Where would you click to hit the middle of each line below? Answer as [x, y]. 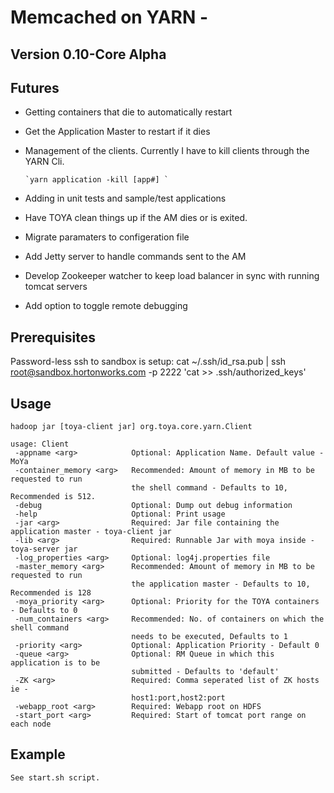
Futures [35, 87]
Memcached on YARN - [109, 17]
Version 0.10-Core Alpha [88, 54]
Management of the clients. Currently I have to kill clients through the [167, 151]
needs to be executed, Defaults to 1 [209, 637]
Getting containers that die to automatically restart [128, 112]
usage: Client [40, 444]
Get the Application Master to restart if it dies [117, 132]
